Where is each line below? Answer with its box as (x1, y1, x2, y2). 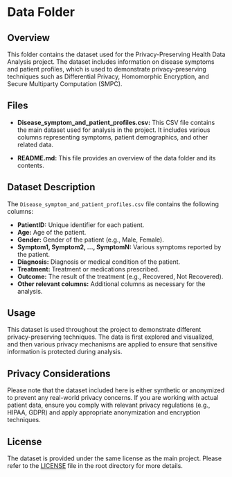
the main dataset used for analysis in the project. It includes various (17, 126, 211, 134)
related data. (17, 140, 54, 149)
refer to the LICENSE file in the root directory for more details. (7, 462, 184, 470)
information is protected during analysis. (7, 348, 123, 356)
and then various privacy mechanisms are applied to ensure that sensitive (7, 340, 218, 349)
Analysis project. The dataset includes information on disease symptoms (7, 58, 215, 66)
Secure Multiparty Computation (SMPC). (7, 80, 123, 87)
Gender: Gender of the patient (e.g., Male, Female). (17, 235, 164, 244)
